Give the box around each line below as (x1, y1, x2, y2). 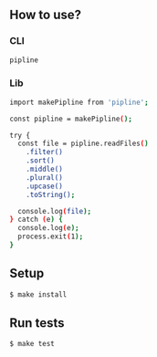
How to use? (9, 7, 82, 23)
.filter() (26, 148, 64, 157)
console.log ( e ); (17, 224, 79, 233)
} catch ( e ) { (9, 215, 64, 225)
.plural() (26, 173, 64, 182)
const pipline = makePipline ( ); (9, 114, 132, 123)
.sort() (26, 156, 55, 165)
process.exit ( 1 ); (17, 232, 84, 241)
